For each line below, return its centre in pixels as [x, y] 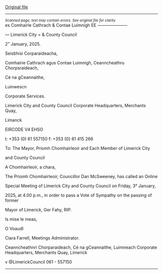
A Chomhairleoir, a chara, [30, 167]
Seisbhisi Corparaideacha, [31, 53]
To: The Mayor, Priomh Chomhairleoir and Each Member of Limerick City [78, 148]
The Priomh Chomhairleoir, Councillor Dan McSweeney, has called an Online [81, 176]
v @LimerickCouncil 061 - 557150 [39, 262]
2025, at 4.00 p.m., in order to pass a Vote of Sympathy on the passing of [78, 195]
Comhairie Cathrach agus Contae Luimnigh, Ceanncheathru [65, 63]
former [12, 200]
